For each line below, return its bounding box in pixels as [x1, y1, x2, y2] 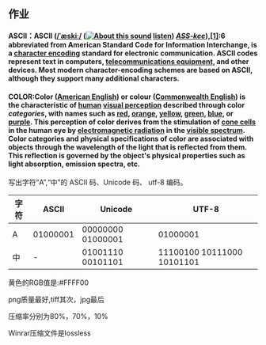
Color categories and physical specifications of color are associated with [8, 134, 254, 143]
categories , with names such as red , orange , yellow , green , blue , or [8, 108, 234, 118]
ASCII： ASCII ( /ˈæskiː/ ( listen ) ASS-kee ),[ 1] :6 [8, 31, 226, 40]
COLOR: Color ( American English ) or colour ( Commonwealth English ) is [8, 92, 245, 101]
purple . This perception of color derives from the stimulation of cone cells [8, 117, 256, 127]
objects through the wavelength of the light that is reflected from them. [8, 142, 247, 152]
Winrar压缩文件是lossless [8, 328, 91, 338]
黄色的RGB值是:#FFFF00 [8, 278, 89, 287]
